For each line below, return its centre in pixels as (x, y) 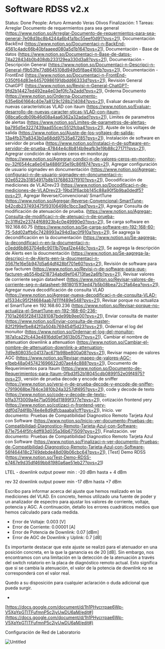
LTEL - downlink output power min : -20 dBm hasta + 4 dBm (66, 472)
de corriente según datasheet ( (36, 279)
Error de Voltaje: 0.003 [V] (39, 521)
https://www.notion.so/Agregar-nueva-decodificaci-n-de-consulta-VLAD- (82, 295)
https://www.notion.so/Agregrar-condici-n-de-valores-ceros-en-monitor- (81, 159)
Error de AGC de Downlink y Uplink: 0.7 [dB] (57, 537)
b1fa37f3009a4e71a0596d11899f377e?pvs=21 (52, 400)
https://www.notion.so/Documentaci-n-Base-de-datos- (75, 54)
